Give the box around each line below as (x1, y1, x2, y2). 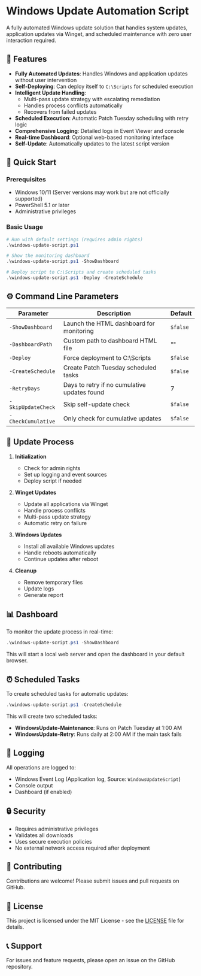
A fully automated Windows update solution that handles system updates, (6, 24, 188, 31)
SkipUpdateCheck (9, 404, 56, 411)
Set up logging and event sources (23, 471, 107, 478)
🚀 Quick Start (6, 157, 57, 168)
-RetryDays (9, 385, 40, 392)
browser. (6, 657, 28, 664)
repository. (6, 963, 33, 971)
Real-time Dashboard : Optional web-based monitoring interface (14, 134, 174, 141)
